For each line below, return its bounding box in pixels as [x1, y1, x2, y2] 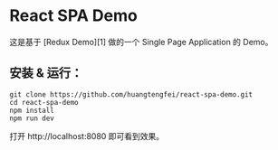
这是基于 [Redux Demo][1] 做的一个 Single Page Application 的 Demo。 [9, 36, 273, 47]
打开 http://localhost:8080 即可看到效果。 [9, 130, 165, 141]
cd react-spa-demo [9, 98, 79, 107]
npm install [9, 106, 54, 115]
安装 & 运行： [9, 65, 83, 81]
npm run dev [9, 114, 54, 123]
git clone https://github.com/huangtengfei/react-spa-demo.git [9, 89, 254, 99]
